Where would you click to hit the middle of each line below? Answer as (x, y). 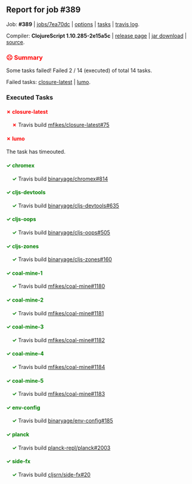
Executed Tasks (30, 98)
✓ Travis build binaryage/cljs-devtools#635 (65, 206)
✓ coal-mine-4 (25, 353)
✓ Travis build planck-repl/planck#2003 (61, 448)
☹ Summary (24, 57)
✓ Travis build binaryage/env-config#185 (62, 421)
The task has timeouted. (36, 152)
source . (16, 42)
